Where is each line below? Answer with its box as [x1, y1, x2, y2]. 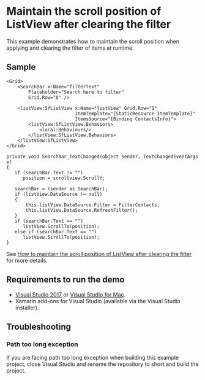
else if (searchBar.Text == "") [14, 228, 97, 235]
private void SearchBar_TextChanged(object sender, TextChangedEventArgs [6, 153, 199, 160]
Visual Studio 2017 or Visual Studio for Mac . [15, 290, 126, 298]
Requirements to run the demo [6, 274, 125, 285]
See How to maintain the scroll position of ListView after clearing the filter [6, 250, 192, 257]
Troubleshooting [6, 321, 72, 332]
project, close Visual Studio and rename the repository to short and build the [6, 360, 199, 368]
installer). [15, 304, 39, 311]
